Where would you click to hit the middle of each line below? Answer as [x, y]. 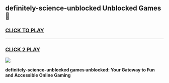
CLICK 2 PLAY [23, 49]
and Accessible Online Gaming [38, 75]
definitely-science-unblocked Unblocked [71, 8]
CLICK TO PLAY [25, 31]
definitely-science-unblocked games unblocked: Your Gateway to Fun [80, 69]
